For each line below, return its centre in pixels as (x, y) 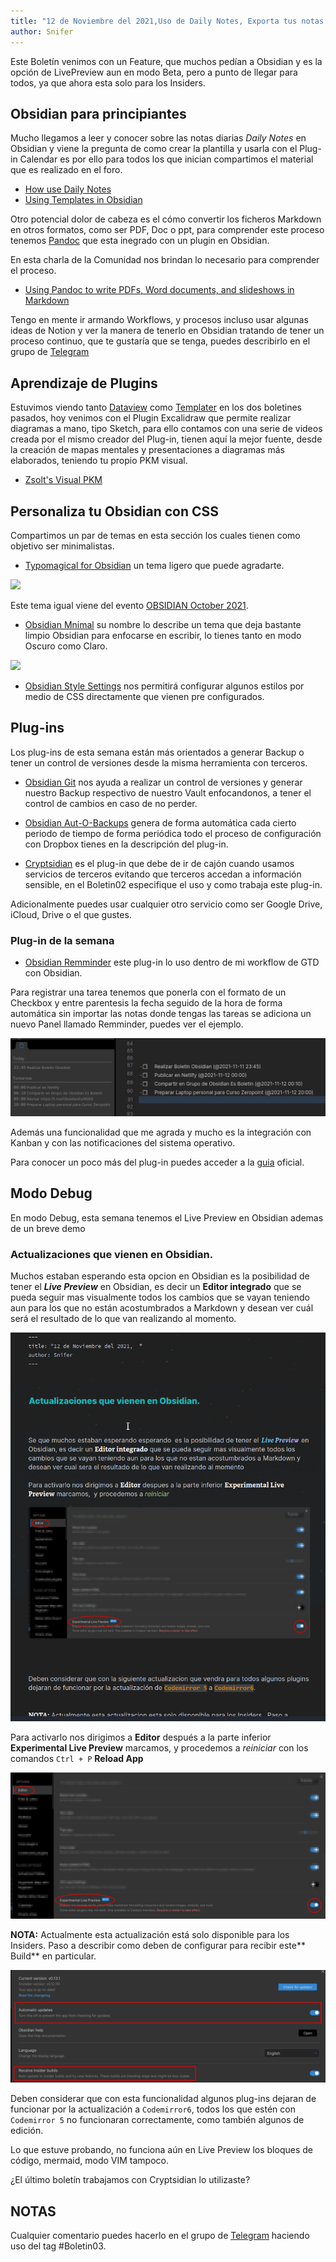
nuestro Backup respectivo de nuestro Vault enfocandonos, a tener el (168, 792)
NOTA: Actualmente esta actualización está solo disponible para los (150, 1934)
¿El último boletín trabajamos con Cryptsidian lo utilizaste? (130, 2180)
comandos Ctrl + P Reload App (77, 1758)
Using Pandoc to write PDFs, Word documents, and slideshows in (159, 290)
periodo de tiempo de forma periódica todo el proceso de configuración (173, 833)
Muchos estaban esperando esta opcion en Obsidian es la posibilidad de (160, 1276)
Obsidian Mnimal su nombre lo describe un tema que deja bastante (163, 624)
